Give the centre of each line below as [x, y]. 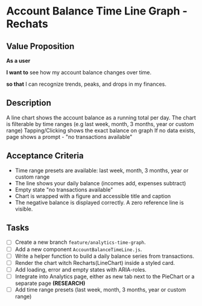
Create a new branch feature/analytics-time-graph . [80, 242]
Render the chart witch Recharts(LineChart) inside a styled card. [95, 263]
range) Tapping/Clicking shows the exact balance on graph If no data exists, [101, 130]
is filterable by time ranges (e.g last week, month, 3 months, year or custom [100, 124]
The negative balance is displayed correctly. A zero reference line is [99, 202]
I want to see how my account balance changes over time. [79, 72]
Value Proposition [40, 46]
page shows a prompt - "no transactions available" [69, 136]
